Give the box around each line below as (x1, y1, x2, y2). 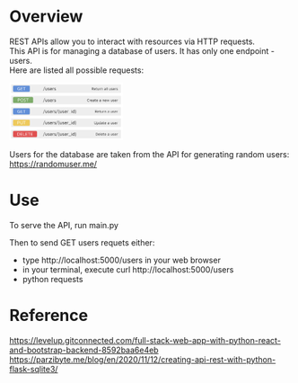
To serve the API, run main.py (9, 219, 119, 230)
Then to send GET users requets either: (9, 236, 155, 248)
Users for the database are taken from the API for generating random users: (9, 148, 290, 159)
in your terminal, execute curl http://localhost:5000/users (22, 263, 234, 275)
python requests (22, 273, 83, 284)
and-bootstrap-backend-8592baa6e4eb (9, 344, 159, 355)
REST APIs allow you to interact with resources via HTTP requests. (9, 36, 256, 47)
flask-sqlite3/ (9, 363, 58, 374)
